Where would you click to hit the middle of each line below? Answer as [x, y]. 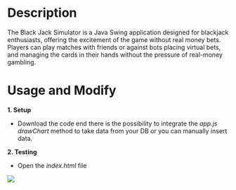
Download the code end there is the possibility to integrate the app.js [117, 123]
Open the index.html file [52, 165]
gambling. [22, 62]
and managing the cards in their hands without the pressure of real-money [115, 55]
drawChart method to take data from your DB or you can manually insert [122, 130]
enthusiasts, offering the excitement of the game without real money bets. [114, 39]
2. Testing [22, 151]
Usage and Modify [62, 91]
